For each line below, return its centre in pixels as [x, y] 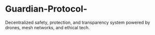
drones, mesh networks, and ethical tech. [48, 27]
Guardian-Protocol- [46, 9]
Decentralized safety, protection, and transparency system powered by [77, 22]
